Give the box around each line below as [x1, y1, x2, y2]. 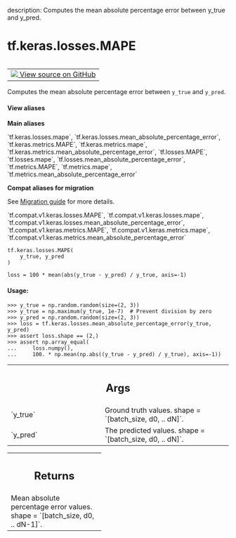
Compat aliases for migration [7, 184, 94, 192]
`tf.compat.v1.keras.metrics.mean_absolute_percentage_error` [7, 233, 187, 242]
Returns [34, 469, 75, 483]
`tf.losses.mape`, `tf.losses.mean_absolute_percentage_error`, [7, 155, 186, 164]
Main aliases [7, 119, 45, 128]
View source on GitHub [20, 70, 96, 79]
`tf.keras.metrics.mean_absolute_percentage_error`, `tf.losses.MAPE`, [7, 147, 208, 157]
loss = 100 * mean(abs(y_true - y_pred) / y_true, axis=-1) [7, 272, 188, 279]
